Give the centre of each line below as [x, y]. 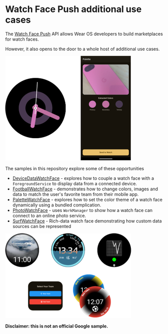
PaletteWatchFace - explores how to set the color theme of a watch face [87, 200]
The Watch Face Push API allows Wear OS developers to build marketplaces [84, 34]
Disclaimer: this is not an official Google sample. [57, 326]
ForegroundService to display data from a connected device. [75, 184]
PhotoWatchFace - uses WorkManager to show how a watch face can [82, 210]
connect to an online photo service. [49, 216]
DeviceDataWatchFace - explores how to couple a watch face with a [83, 178]
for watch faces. [22, 39]
